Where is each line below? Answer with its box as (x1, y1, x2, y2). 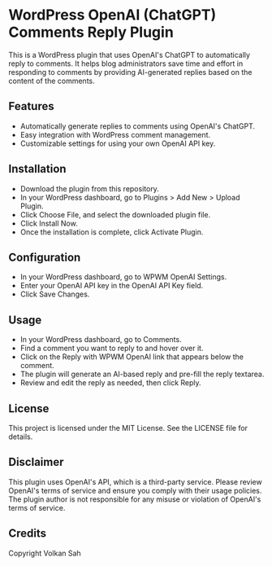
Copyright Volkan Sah (8, 548, 81, 558)
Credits (8, 527, 47, 541)
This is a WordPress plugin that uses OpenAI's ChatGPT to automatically (8, 50, 250, 59)
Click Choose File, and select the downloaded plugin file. (19, 209, 211, 219)
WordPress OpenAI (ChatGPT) (8, 6, 217, 24)
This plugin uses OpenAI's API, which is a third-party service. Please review (8, 476, 262, 486)
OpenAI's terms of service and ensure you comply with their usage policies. (8, 485, 262, 495)
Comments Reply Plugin (8, 23, 175, 42)
